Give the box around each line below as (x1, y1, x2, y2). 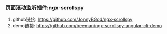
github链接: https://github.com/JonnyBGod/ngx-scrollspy (12, 16, 133, 23)
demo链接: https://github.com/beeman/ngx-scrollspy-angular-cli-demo (12, 23, 162, 29)
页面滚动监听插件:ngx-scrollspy (5, 4, 84, 11)
